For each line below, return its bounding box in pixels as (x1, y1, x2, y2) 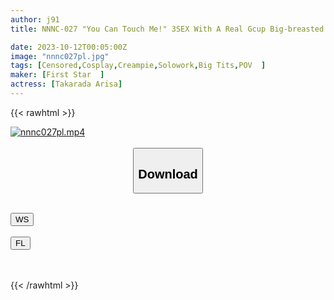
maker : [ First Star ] (10, 70, 105, 80)
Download (138, 166, 198, 181)
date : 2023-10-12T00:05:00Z (10, 42, 128, 52)
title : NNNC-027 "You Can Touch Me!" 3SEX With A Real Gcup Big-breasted (10, 24, 325, 34)
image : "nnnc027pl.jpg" (10, 51, 110, 61)
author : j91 (10, 14, 60, 25)
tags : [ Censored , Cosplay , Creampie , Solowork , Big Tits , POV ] (10, 61, 267, 71)
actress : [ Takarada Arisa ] (10, 79, 123, 90)
